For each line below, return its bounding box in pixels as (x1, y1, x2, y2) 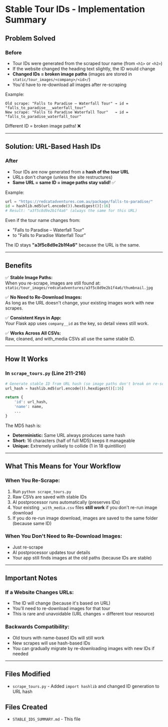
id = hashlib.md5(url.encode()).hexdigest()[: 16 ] (5, 203, 111, 208)
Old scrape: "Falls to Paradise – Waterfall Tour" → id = (5, 101, 128, 106)
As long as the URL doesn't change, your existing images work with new (5, 300, 154, 305)
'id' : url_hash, (14, 399, 48, 404)
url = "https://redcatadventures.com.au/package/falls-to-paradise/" (5, 199, 153, 204)
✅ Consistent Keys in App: (5, 315, 61, 320)
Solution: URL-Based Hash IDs (5, 142, 101, 151)
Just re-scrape (12, 544, 43, 550)
